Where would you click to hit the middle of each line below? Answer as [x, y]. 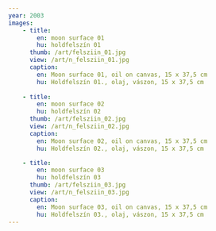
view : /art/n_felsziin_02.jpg [79, 126]
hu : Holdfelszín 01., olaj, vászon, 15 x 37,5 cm [120, 82]
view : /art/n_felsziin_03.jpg [79, 192]
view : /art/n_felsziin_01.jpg [79, 60]
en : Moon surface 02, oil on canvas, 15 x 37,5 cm [122, 141]
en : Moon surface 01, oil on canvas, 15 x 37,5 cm [122, 75]
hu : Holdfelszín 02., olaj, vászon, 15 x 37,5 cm [120, 148]
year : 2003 [26, 15]
